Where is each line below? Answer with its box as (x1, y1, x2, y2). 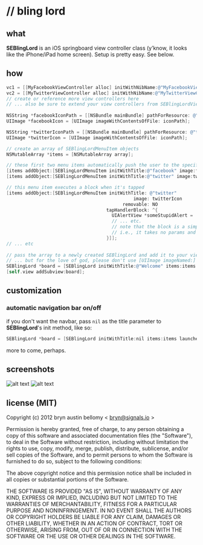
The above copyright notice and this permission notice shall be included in (6, 469, 192, 477)
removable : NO (122, 201, 158, 207)
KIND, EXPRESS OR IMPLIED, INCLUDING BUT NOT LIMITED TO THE (6, 494, 178, 501)
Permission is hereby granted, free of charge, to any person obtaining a (6, 426, 184, 433)
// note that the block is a (111, 224, 185, 230)
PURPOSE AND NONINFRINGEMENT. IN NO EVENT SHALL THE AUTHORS (6, 507, 192, 514)
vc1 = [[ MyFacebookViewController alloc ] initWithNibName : (6, 84, 158, 90)
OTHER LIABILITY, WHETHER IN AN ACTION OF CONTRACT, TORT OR (6, 520, 182, 527)
